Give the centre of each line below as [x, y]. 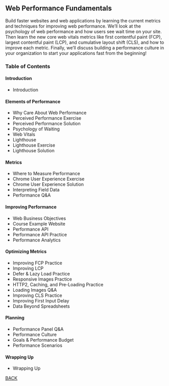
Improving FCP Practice [37, 263]
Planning [15, 318]
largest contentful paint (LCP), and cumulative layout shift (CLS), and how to [85, 42]
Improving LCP [28, 268]
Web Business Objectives [39, 218]
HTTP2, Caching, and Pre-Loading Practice [58, 284]
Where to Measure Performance [46, 174]
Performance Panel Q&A [38, 329]
